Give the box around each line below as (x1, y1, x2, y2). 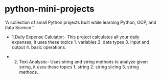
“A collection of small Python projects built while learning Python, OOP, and (4, 19, 157, 25)
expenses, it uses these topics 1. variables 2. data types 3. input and (11, 39, 150, 45)
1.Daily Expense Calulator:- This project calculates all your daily (11, 34, 140, 40)
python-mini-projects (4, 3, 95, 15)
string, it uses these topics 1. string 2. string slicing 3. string (19, 64, 139, 70)
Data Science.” (4, 24, 35, 30)
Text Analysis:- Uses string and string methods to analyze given (19, 59, 148, 64)
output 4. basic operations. (11, 44, 67, 50)
